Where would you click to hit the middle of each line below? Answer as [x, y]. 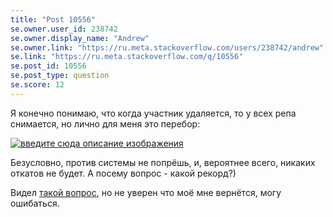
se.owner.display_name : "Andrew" [80, 38]
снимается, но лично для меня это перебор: [105, 123]
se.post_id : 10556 [48, 66]
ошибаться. [35, 203]
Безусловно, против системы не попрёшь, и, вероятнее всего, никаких [163, 162]
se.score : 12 [37, 85]
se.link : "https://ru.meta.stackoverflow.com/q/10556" [127, 57]
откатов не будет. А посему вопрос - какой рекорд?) [123, 173]
